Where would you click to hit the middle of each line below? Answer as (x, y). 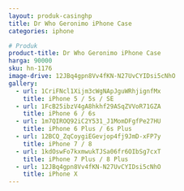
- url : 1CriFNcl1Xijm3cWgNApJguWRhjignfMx (88, 91)
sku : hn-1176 (30, 69)
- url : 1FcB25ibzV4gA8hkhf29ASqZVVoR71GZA (88, 106)
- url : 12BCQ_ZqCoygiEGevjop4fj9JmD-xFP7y (88, 137)
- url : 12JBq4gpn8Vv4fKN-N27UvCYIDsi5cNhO (88, 167)
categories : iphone (41, 31)
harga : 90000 (30, 61)
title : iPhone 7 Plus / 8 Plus (76, 159)
